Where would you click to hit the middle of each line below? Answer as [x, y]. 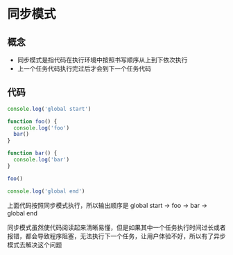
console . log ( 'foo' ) [42, 128]
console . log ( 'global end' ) [46, 191]
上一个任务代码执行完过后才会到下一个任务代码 [84, 69]
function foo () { [32, 121]
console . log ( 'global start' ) [49, 109]
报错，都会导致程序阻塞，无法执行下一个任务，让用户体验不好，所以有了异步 [116, 236]
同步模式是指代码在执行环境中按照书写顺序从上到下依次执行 [102, 60]
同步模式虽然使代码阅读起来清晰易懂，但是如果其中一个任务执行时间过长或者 [116, 227]
